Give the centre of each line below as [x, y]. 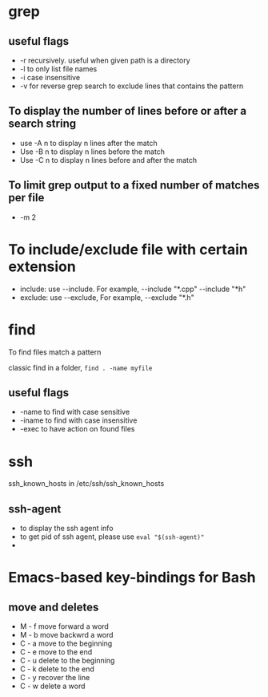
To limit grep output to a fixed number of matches [134, 186]
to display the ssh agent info [66, 529]
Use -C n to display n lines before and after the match [108, 160]
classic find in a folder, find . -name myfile [80, 367]
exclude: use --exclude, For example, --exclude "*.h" [107, 297]
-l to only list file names [58, 69]
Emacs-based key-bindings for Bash [132, 578]
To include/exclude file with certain [128, 249]
